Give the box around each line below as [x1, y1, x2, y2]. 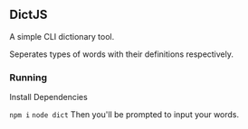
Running [9, 71, 48, 84]
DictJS [9, 7, 48, 23]
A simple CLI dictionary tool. [9, 31, 115, 41]
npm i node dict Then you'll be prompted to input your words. [9, 109, 240, 120]
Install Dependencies [9, 92, 88, 103]
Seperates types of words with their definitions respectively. [9, 49, 234, 60]
